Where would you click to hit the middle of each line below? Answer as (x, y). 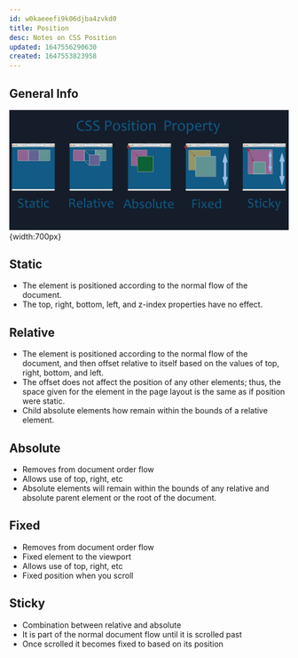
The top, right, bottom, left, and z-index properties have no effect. (142, 305)
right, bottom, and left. (63, 373)
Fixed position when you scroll (78, 575)
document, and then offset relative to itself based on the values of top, (150, 364)
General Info (44, 93)
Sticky (27, 603)
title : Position (39, 28)
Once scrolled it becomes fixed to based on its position (123, 644)
